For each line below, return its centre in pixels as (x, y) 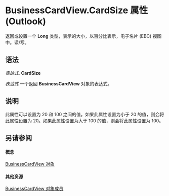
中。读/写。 (17, 42)
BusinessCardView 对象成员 (34, 189)
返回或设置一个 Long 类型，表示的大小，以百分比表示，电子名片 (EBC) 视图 (83, 36)
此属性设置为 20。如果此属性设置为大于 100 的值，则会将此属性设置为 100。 (84, 120)
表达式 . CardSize (23, 73)
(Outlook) (26, 21)
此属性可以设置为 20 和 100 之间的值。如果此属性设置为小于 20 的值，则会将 (85, 114)
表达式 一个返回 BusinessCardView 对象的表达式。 (59, 83)
